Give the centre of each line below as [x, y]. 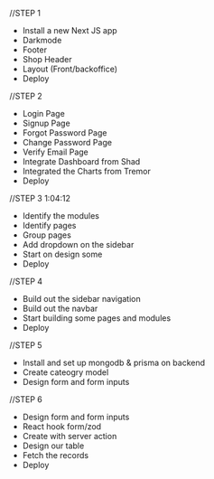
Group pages [47, 235]
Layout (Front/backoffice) [70, 69]
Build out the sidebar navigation [82, 299]
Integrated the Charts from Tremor [87, 171]
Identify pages [49, 225]
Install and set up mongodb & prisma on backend [114, 362]
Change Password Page [67, 142]
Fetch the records [55, 455]
